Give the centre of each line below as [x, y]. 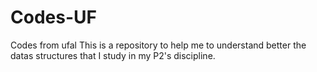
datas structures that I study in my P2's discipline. [113, 55]
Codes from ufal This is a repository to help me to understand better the [158, 45]
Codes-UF [53, 17]
